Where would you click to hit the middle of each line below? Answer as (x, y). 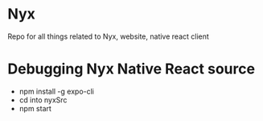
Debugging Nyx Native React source (131, 69)
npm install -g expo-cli (56, 91)
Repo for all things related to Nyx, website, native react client (109, 36)
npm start (35, 108)
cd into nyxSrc (43, 100)
